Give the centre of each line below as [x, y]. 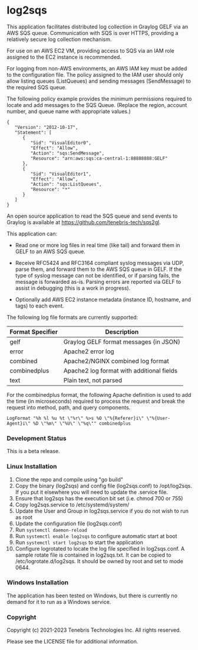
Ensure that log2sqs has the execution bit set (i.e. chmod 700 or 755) [99, 498]
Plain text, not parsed [93, 380]
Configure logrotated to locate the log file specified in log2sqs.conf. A [100, 548]
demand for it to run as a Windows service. [59, 602]
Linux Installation [32, 467]
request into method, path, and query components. [69, 407]
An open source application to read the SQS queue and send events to [92, 216]
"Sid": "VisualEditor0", [61, 143]
